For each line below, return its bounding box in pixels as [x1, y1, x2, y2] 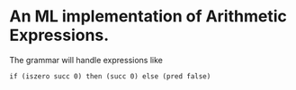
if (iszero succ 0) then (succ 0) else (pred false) [9, 71, 211, 81]
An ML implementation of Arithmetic [9, 6, 288, 27]
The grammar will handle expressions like [9, 54, 164, 65]
